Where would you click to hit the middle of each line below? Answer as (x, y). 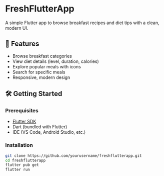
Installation (19, 145)
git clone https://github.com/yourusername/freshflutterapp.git (73, 156)
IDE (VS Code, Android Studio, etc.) (49, 132)
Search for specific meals (39, 72)
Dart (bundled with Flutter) (40, 127)
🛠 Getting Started (34, 94)
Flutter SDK (24, 122)
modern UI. (17, 28)
